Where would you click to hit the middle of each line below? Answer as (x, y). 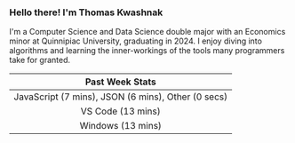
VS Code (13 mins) (121, 111)
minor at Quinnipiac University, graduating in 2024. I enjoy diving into (136, 41)
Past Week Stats (121, 82)
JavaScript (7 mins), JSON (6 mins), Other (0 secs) (121, 97)
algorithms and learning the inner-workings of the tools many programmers (147, 51)
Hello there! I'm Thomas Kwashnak (86, 12)
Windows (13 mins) (121, 126)
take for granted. (40, 60)
